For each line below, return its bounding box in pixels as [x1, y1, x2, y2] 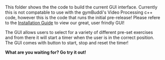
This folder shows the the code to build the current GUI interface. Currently [5, 4, 158, 10]
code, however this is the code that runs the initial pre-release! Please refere [5, 15, 161, 20]
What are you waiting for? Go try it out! [5, 49, 86, 55]
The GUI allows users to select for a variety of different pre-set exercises [5, 30, 153, 35]
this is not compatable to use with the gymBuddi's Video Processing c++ [5, 9, 153, 15]
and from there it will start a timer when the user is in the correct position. [5, 34, 154, 40]
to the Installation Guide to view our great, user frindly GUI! [5, 20, 125, 26]
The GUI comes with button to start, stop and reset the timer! [5, 40, 129, 46]
